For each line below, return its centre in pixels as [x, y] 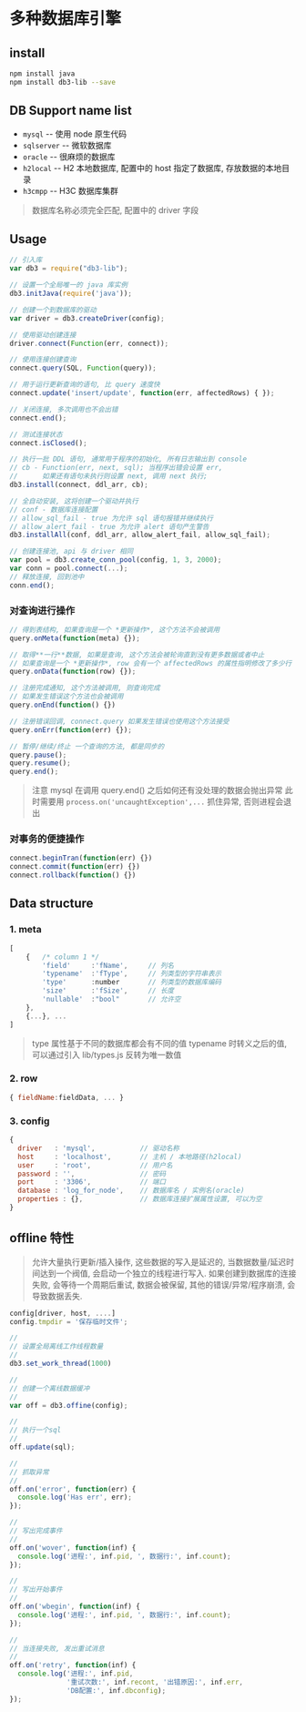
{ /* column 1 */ [63, 957]
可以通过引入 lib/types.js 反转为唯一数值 [107, 1055]
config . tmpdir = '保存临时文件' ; [69, 1321]
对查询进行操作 [42, 610]
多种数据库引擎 [66, 19]
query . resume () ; [40, 763]
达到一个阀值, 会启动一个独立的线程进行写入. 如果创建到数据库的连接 [168, 1273]
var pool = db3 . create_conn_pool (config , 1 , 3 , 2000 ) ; [116, 560]
